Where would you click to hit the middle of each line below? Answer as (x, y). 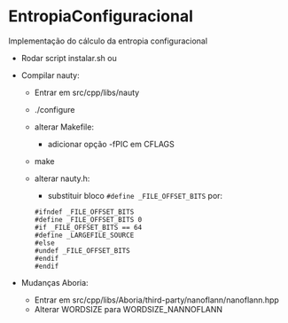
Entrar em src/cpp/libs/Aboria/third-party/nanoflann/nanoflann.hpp (157, 300)
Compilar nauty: (51, 75)
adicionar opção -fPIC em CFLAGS (111, 144)
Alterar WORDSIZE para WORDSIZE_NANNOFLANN (128, 309)
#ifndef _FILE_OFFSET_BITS (84, 212)
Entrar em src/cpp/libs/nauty (87, 92)
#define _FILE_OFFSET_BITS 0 (88, 219)
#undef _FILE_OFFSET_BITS (82, 250)
